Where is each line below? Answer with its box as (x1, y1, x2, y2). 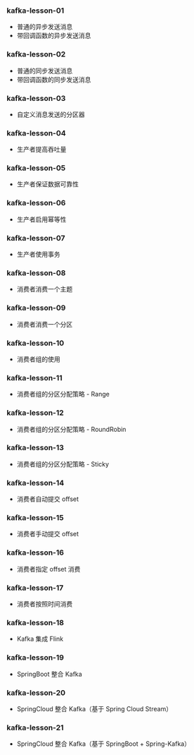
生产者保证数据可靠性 (16, 180, 79, 188)
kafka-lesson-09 (6, 303, 66, 313)
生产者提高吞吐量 (16, 145, 67, 154)
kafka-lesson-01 (6, 6, 65, 16)
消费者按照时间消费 (16, 600, 73, 608)
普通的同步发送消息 (16, 66, 73, 75)
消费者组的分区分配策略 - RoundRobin (16, 425, 127, 433)
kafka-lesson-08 (6, 268, 66, 277)
